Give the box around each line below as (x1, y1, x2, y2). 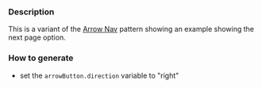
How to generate (8, 52, 74, 63)
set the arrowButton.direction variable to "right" (19, 71, 179, 80)
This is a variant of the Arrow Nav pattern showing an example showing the (8, 25, 255, 34)
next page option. (8, 33, 66, 42)
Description (8, 6, 55, 17)
